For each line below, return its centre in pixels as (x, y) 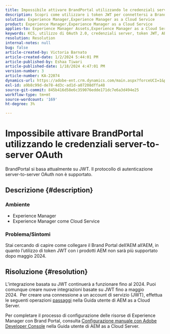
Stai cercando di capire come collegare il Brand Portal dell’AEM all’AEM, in (82, 245)
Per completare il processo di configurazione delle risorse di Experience (80, 315)
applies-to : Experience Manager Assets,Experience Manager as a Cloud (81, 29)
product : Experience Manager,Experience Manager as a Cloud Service (79, 24)
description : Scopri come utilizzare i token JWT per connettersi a (79, 15)
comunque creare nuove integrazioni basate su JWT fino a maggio (75, 289)
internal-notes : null (28, 43)
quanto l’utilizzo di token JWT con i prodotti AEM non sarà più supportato (81, 251)
